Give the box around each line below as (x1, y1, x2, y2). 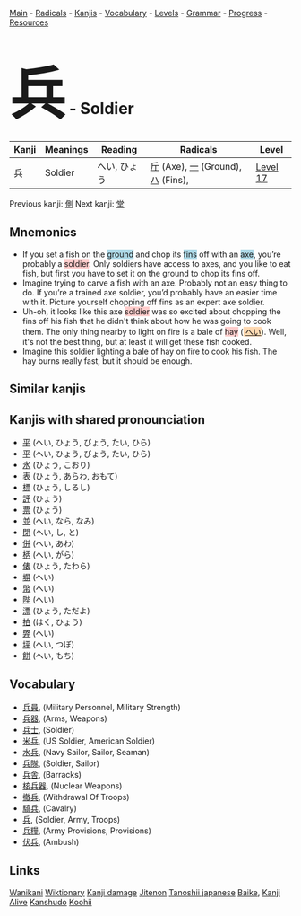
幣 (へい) (21, 583, 55, 594)
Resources (9, 17, 49, 28)
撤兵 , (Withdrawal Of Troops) (21, 791, 130, 802)
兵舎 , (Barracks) (21, 769, 82, 779)
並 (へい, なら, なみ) (21, 515, 95, 526)
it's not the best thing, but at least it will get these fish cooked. (21, 336, 253, 347)
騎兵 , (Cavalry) (21, 803, 78, 814)
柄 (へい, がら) (21, 549, 74, 559)
